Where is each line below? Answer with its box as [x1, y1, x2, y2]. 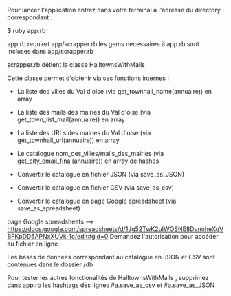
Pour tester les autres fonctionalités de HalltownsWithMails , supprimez [7, 274, 209, 282]
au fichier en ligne [7, 239, 58, 248]
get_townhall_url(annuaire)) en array [16, 136, 120, 144]
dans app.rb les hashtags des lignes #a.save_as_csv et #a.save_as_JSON [7, 281, 215, 289]
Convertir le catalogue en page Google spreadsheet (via [16, 197, 177, 205]
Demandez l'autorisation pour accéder [109, 233, 219, 240]
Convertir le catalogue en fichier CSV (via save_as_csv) [16, 184, 174, 192]
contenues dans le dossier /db [7, 260, 93, 268]
